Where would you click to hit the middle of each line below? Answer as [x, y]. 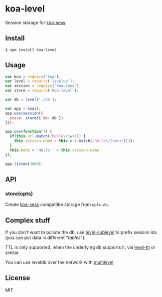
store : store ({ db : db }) [37, 118]
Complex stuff [28, 220]
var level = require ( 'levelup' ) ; [40, 81]
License [18, 278]
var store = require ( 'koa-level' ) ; [42, 90]
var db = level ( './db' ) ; [31, 100]
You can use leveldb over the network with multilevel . [60, 262]
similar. [12, 252]
